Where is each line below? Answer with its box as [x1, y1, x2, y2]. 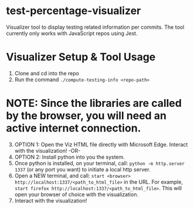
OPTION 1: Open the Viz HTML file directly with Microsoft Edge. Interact [14, 141, 188, 148]
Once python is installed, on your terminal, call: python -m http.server [14, 160, 185, 167]
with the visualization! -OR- [14, 147, 81, 154]
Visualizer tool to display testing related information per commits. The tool [6, 23, 185, 31]
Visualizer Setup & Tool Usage [6, 50, 156, 64]
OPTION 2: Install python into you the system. [14, 153, 125, 160]
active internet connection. [6, 122, 141, 135]
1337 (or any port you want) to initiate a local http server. [14, 166, 151, 173]
